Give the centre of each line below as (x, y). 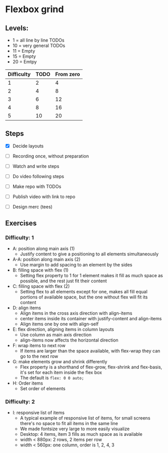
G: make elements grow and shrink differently (60, 361)
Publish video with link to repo (44, 197)
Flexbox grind (35, 9)
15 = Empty (24, 56)
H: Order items (28, 383)
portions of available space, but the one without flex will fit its (84, 297)
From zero (68, 74)
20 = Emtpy (24, 62)
